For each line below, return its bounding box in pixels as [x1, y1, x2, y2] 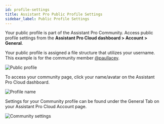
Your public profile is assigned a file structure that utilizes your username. [5, 50, 155, 56]
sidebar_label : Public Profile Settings [5, 16, 90, 21]
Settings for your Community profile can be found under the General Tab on [5, 98, 160, 104]
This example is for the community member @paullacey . [5, 55, 120, 61]
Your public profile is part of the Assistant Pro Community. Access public [5, 30, 154, 36]
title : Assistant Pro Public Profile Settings [5, 12, 103, 17]
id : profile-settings [5, 7, 50, 12]
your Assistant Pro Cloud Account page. [5, 104, 87, 110]
